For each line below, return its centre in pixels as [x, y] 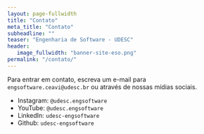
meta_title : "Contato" [40, 27]
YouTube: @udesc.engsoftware [60, 108]
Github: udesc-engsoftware [56, 123]
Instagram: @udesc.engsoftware [62, 100]
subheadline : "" [31, 33]
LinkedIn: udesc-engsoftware [58, 115]
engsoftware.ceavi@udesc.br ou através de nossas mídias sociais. [102, 87]
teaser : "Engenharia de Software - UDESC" [70, 40]
